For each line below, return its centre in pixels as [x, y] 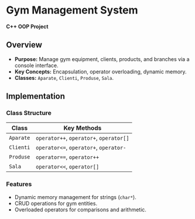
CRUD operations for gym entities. [56, 203]
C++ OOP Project [27, 26]
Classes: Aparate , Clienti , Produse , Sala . [64, 78]
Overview [24, 45]
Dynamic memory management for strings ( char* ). [75, 197]
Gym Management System [72, 10]
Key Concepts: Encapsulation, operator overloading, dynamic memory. [100, 72]
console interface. [36, 65]
